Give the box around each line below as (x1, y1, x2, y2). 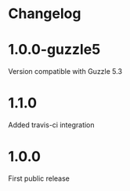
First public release (8, 174, 70, 183)
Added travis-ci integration (8, 120, 96, 130)
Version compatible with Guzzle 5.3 (8, 67, 123, 76)
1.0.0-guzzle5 (8, 41, 101, 59)
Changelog (8, 5, 81, 23)
